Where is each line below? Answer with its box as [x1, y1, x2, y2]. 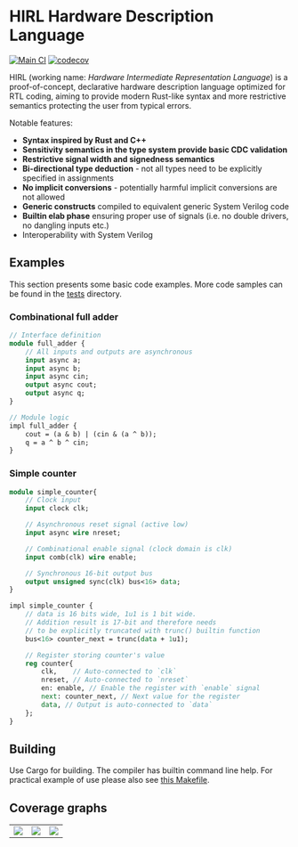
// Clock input [25, 496, 82, 505]
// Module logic [9, 412, 69, 422]
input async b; [25, 363, 82, 373]
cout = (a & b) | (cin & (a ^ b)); [25, 429, 157, 438]
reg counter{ [25, 659, 74, 668]
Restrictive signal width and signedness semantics [21, 153, 215, 164]
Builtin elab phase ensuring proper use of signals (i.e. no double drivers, [21, 210, 289, 221]
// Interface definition [9, 331, 101, 340]
